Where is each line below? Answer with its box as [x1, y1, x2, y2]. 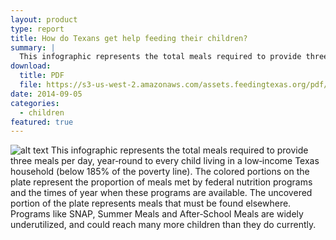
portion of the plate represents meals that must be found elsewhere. [10, 197, 292, 210]
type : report [10, 24, 65, 34]
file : [19, 80, 43, 90]
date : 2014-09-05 [10, 89, 83, 99]
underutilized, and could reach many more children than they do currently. [10, 219, 317, 231]
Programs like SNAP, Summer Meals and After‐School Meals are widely [10, 208, 304, 220]
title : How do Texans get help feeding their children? [10, 33, 248, 43]
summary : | [10, 42, 56, 53]
